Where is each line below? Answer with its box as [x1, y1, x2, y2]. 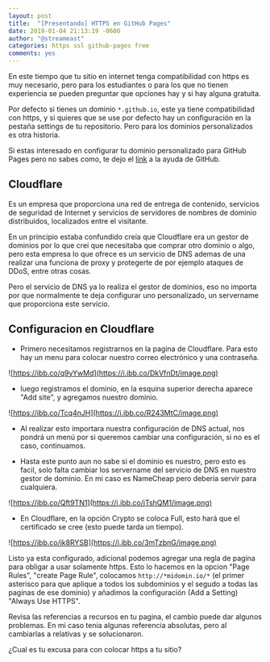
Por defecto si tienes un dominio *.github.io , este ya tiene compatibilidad [8, 104, 255, 114]
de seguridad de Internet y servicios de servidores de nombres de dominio [8, 207, 257, 217]
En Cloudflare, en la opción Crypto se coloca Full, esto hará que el [19, 513, 240, 523]
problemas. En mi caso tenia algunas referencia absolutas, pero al [8, 620, 227, 630]
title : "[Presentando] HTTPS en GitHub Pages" [8, 19, 172, 27]
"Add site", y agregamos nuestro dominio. [19, 392, 159, 402]
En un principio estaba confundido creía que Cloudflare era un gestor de [8, 232, 249, 241]
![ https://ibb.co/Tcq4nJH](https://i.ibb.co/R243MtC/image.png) [8, 408, 219, 417]
